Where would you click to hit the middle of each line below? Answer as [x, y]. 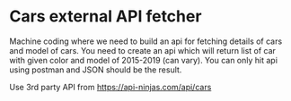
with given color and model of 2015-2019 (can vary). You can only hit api [144, 60]
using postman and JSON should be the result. [96, 70]
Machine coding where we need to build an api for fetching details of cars [146, 41]
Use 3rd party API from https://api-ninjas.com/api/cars [110, 87]
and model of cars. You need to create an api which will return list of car [143, 50]
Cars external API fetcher [106, 17]
